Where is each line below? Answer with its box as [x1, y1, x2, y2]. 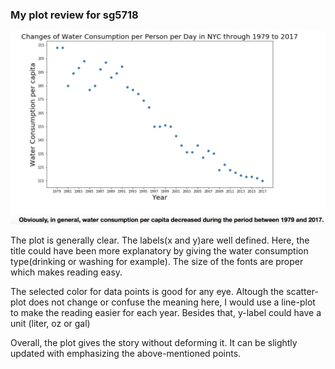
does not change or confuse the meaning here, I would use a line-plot [28, 296, 316, 308]
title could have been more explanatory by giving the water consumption [10, 245, 309, 257]
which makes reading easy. [10, 266, 123, 278]
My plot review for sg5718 [10, 8, 139, 22]
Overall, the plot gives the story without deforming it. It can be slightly [10, 337, 298, 349]
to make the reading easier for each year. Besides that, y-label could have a [10, 307, 322, 319]
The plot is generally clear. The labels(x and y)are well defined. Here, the [10, 234, 310, 247]
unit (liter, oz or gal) [10, 318, 91, 330]
